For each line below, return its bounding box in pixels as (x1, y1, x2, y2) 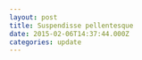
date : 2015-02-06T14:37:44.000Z (9, 29, 129, 38)
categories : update (9, 37, 82, 47)
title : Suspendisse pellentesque (9, 21, 134, 30)
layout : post (9, 12, 58, 22)
